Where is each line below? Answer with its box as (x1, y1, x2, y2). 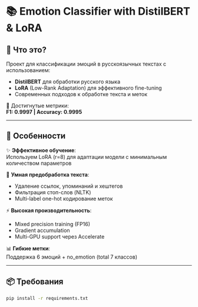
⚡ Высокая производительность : (6, 207, 92, 214)
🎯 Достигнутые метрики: (6, 102, 69, 109)
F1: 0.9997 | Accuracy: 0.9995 (6, 109, 82, 115)
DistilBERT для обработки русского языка (14, 78, 121, 85)
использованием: (6, 67, 51, 74)
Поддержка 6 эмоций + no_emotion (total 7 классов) (6, 253, 137, 260)
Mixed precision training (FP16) (14, 220, 90, 227)
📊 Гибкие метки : (6, 244, 51, 252)
